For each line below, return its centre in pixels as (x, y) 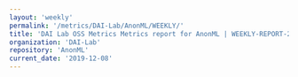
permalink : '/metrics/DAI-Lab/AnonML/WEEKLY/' (97, 26)
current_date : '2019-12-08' (61, 58)
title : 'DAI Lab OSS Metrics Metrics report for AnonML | (118, 34)
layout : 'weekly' (41, 17)
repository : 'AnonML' (49, 50)
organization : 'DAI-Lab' (55, 42)
